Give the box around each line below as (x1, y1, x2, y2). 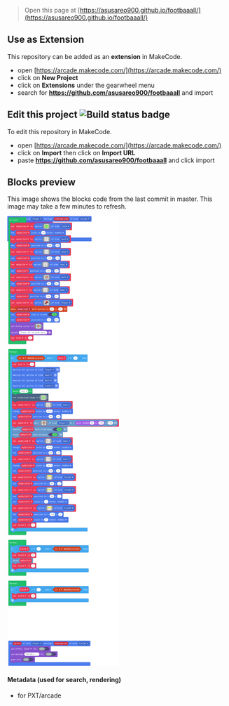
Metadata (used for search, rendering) (7, 676, 121, 684)
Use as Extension (7, 34, 85, 46)
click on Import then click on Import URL (17, 148, 136, 157)
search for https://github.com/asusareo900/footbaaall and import (17, 88, 214, 97)
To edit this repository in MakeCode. (7, 127, 112, 136)
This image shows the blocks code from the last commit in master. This (7, 195, 213, 203)
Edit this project (7, 109, 78, 121)
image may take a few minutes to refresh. (7, 202, 127, 211)
